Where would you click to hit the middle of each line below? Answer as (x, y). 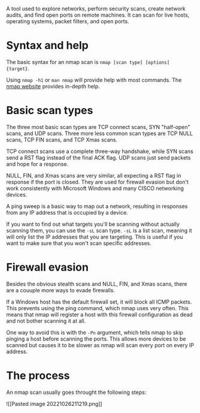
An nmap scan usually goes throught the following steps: (76, 392)
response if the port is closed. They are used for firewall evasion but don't (97, 182)
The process (38, 375)
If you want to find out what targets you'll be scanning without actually (93, 224)
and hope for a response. (37, 164)
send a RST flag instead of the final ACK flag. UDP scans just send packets (99, 157)
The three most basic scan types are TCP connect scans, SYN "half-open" (98, 127)
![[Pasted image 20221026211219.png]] (54, 403)
